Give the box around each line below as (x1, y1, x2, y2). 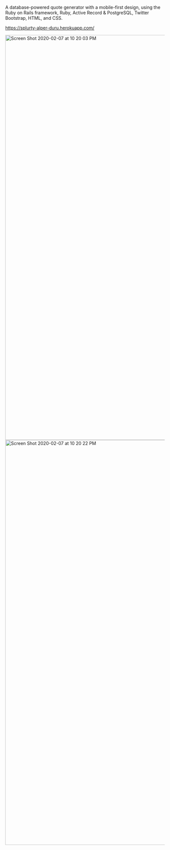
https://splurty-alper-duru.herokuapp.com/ (5, 25, 95, 31)
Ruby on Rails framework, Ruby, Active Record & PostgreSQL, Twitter (5, 10, 149, 16)
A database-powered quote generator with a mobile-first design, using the (5, 5, 161, 10)
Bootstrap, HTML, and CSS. (5, 15, 63, 21)
